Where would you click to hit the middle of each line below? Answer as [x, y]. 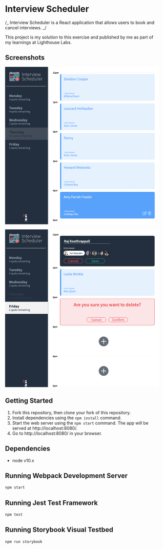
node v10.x [23, 460]
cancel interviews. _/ [26, 27]
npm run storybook [24, 542]
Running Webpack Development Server [66, 476]
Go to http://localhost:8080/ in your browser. [57, 433]
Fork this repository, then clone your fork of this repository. [71, 412]
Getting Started [29, 401]
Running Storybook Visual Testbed [59, 530]
